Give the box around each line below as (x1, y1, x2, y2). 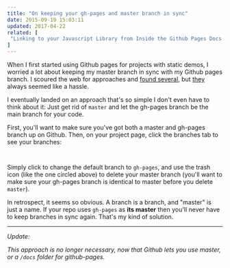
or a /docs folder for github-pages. (7, 253, 105, 260)
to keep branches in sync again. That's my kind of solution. (7, 213, 174, 221)
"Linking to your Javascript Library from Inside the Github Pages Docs (10, 36, 222, 42)
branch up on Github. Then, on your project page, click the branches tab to (7, 131, 219, 139)
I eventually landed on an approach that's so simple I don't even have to (7, 96, 210, 103)
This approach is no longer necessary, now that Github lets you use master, (7, 245, 221, 254)
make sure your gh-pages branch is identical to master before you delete (7, 178, 214, 185)
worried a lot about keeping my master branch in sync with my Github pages (7, 68, 222, 76)
